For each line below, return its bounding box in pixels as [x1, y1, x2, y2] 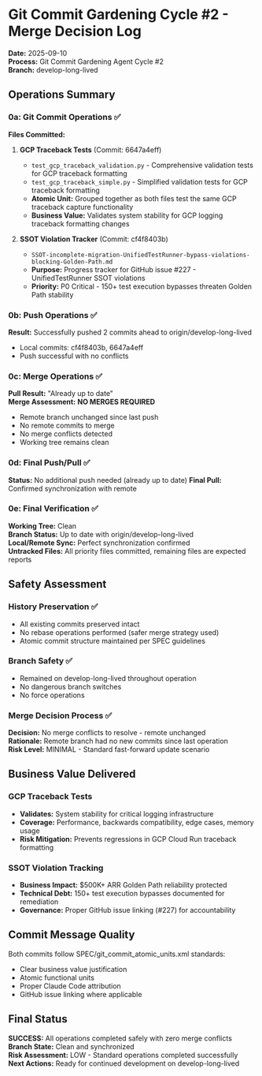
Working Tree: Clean [8, 521, 77, 530]
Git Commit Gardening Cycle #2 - [8, 6, 230, 24]
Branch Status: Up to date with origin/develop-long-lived [8, 529, 194, 539]
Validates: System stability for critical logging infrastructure [19, 809, 214, 818]
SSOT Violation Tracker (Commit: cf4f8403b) [19, 234, 169, 244]
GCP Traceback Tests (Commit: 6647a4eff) [19, 144, 162, 155]
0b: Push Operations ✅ [8, 309, 98, 320]
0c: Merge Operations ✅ [8, 371, 103, 382]
